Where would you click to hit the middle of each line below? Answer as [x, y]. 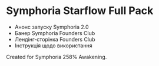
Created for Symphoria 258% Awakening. [57, 57]
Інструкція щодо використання [53, 46]
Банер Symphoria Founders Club [55, 33]
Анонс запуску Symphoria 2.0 [52, 27]
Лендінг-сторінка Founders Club [55, 39]
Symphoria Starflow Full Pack [80, 11]
